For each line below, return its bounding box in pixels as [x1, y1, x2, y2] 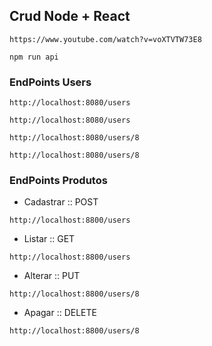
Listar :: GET [23, 233, 76, 245]
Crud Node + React [9, 8, 131, 25]
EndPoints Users [9, 75, 92, 89]
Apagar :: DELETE [23, 307, 97, 319]
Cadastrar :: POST [23, 196, 99, 208]
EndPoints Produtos [9, 174, 108, 188]
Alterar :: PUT [23, 270, 81, 282]
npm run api [9, 52, 59, 62]
